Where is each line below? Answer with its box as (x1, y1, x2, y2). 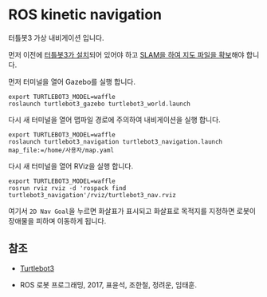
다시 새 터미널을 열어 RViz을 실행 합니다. (8, 161, 134, 171)
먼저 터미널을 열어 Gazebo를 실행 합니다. (8, 77, 136, 86)
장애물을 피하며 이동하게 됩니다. (8, 216, 107, 225)
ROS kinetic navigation (8, 6, 162, 24)
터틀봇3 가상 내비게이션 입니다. (8, 33, 104, 42)
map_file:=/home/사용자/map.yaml (8, 146, 114, 154)
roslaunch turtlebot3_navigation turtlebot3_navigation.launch (8, 137, 223, 145)
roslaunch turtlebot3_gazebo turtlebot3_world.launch (8, 100, 191, 108)
